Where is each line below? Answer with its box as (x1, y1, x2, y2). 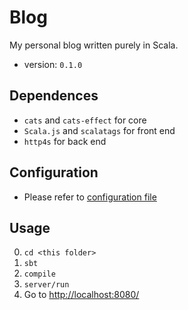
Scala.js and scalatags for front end (23, 124, 176, 136)
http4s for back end (23, 135, 107, 147)
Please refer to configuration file (23, 191, 157, 203)
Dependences (9, 87, 99, 105)
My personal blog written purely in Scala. (9, 39, 179, 51)
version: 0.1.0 (23, 58, 83, 70)
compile (23, 269, 56, 280)
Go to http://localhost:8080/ (23, 289, 140, 301)
